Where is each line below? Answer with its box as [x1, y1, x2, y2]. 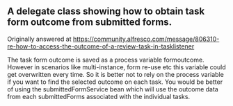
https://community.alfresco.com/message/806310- [72, 35, 220, 43]
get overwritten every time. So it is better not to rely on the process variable [7, 70, 224, 78]
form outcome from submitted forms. [7, 17, 172, 28]
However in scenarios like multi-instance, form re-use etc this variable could [7, 62, 226, 71]
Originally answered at [7, 35, 72, 43]
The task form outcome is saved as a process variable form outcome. [7, 55, 204, 64]
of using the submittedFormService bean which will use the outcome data [7, 85, 219, 93]
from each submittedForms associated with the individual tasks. [7, 92, 190, 100]
